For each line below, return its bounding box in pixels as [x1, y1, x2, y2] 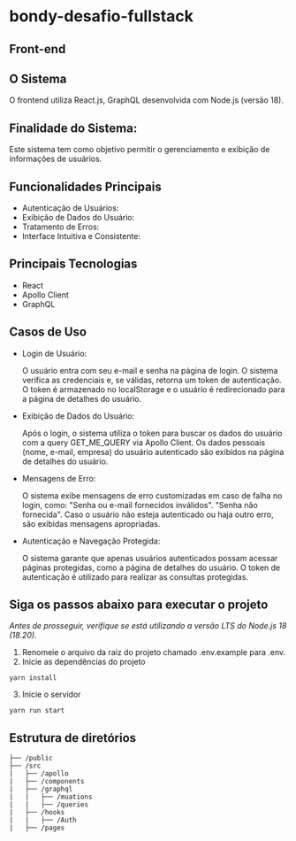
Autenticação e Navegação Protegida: [21, 536, 161, 546]
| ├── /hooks [9, 808, 65, 817]
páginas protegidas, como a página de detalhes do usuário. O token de [21, 562, 281, 573]
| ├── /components [9, 777, 86, 786]
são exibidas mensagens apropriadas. [21, 518, 161, 529]
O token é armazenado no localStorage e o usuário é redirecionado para [21, 383, 285, 395]
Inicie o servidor [21, 689, 81, 700]
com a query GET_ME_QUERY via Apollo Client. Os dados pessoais [21, 436, 266, 448]
